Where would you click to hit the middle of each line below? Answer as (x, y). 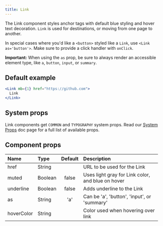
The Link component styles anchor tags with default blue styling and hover (80, 23)
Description (97, 159)
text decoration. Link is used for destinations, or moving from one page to (79, 28)
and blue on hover (104, 181)
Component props (33, 145)
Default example (30, 78)
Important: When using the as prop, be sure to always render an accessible (81, 57)
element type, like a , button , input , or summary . (51, 62)
